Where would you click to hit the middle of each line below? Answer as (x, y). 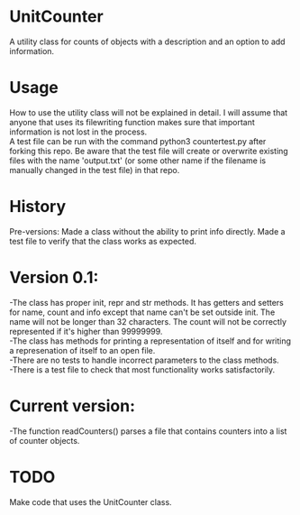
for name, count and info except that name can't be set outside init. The (142, 312)
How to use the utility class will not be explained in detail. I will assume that (149, 112)
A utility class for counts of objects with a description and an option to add (147, 41)
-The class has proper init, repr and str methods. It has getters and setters (146, 302)
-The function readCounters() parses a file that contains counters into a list (148, 431)
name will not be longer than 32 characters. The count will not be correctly (148, 321)
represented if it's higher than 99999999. (86, 331)
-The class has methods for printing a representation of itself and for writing (150, 341)
